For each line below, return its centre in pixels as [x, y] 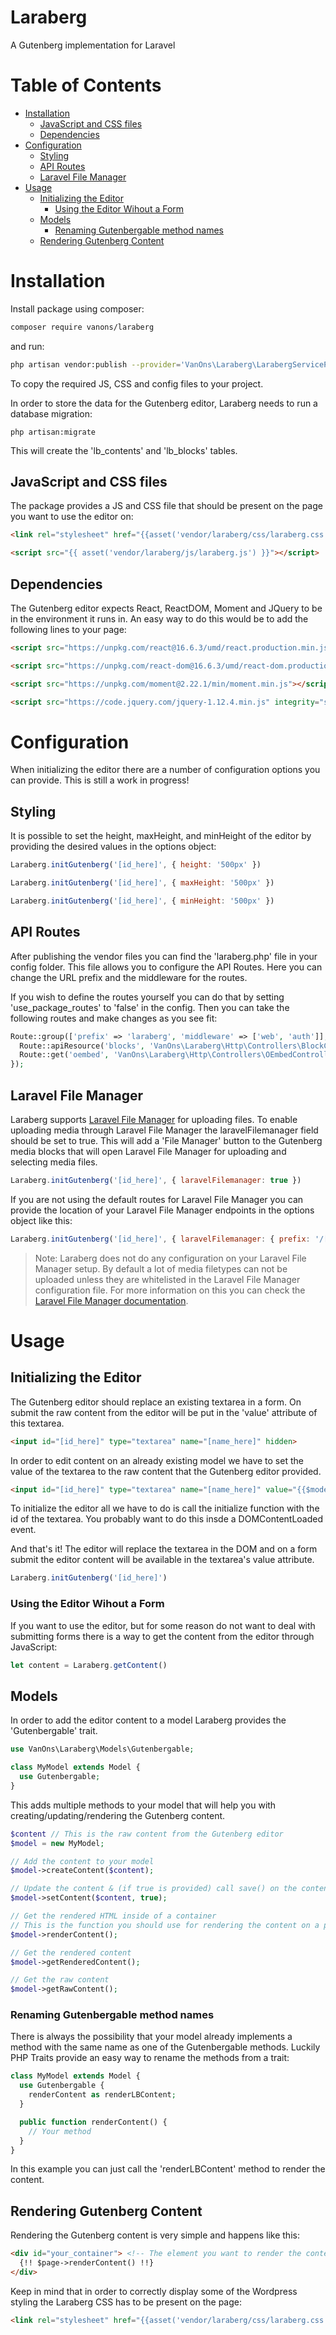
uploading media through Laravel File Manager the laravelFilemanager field [164, 1130]
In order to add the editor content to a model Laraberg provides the [148, 1720]
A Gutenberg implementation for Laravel [93, 45]
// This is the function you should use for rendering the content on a [165, 1925]
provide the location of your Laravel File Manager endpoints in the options [162, 1210]
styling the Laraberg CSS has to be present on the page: [126, 2302]
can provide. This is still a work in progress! [100, 780]
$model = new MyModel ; [57, 1843]
